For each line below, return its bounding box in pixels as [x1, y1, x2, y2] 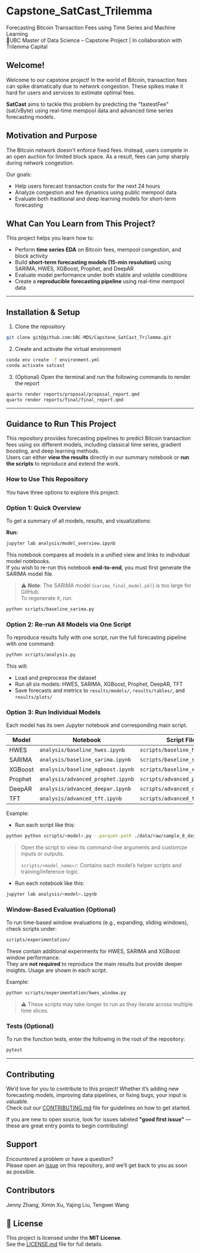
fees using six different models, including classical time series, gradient [6, 441, 182, 448]
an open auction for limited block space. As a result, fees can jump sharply [6, 152, 189, 160]
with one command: [6, 640, 55, 647]
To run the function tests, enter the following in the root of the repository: [6, 1035, 186, 1043]
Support [6, 1139, 37, 1150]
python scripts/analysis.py [6, 652, 76, 658]
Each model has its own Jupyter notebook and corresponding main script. [6, 722, 187, 729]
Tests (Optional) [6, 1022, 54, 1030]
